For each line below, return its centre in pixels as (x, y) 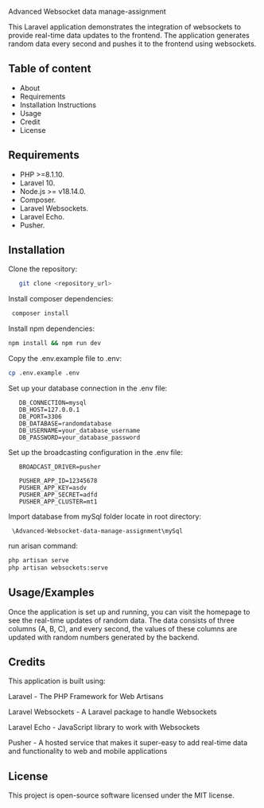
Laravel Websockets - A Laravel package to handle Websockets (113, 712)
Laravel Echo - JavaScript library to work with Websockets (104, 728)
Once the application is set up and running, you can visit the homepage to (129, 612)
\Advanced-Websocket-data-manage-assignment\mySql (97, 531)
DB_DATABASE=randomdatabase (65, 423)
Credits (27, 662)
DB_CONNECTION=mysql (53, 402)
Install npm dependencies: (52, 328)
